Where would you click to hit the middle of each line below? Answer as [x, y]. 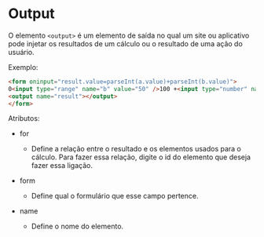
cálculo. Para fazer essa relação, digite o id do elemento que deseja [141, 157]
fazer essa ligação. [62, 166]
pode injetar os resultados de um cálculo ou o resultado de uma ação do [126, 43]
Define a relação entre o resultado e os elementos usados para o [136, 149]
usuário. [22, 52]
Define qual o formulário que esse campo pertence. [115, 196]
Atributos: [24, 118]
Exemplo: [23, 67]
